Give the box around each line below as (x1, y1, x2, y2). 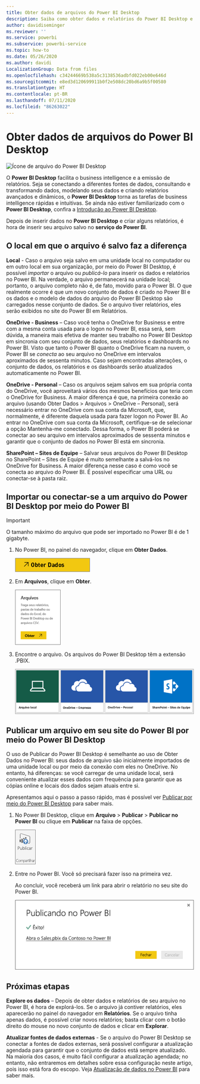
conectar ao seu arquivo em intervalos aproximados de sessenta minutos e (6, 432, 190, 439)
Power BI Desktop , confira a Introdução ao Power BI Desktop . (6, 205, 158, 213)
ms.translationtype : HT (6, 85, 65, 91)
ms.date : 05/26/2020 (6, 54, 58, 60)
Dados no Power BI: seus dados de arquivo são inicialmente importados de (6, 757, 190, 764)
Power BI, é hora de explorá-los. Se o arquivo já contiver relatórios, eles (6, 1004, 182, 1011)
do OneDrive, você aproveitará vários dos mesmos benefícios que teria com (6, 387, 193, 394)
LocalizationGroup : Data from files (6, 66, 97, 72)
